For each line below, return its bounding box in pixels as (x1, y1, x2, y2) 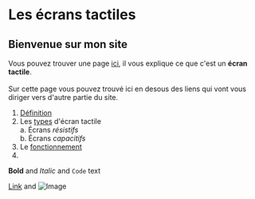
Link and (8, 181, 37, 191)
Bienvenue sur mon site (8, 38, 128, 51)
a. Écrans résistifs (19, 125, 79, 134)
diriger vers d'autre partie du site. (8, 93, 119, 101)
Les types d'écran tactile (19, 117, 102, 125)
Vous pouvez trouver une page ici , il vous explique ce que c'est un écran (8, 58, 248, 68)
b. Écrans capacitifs (19, 133, 86, 143)
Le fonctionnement (19, 142, 82, 151)
